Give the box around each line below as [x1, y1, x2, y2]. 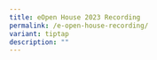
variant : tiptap [9, 29, 69, 38]
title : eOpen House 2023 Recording [9, 12, 141, 22]
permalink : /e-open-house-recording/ [9, 21, 149, 30]
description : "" [9, 37, 69, 47]
